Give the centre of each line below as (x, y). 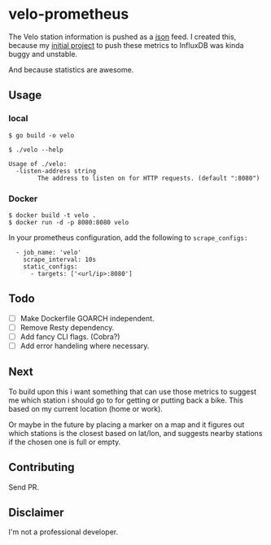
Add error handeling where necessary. (85, 346)
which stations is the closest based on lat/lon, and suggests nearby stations (135, 433)
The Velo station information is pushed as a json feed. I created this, (122, 37)
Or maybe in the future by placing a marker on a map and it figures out (127, 425)
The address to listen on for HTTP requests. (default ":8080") (149, 178)
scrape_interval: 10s (59, 259)
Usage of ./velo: (38, 163)
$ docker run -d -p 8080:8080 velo (69, 222)
